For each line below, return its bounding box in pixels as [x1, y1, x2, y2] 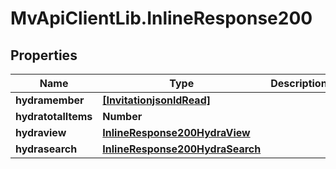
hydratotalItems [15, 110, 93, 123]
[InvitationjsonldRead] [102, 93, 211, 107]
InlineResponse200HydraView [102, 126, 251, 139]
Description [270, 77, 328, 90]
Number [102, 110, 143, 123]
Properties [10, 47, 78, 64]
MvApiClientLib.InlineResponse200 [10, 7, 313, 30]
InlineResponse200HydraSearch [102, 142, 262, 156]
